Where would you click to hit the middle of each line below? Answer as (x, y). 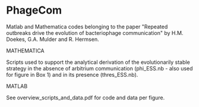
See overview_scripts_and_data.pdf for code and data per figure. (86, 98)
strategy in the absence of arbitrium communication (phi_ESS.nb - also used (99, 68)
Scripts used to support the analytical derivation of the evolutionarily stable (98, 62)
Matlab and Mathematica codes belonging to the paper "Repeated (87, 27)
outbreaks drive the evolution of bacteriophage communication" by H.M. (95, 33)
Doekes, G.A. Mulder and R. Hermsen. (53, 39)
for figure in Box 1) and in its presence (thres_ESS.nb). (72, 74)
